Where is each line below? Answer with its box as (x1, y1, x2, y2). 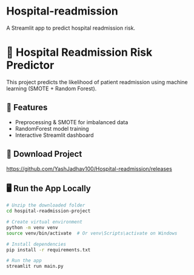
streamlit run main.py (6, 263, 64, 270)
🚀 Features (6, 102, 48, 113)
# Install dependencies (6, 241, 67, 247)
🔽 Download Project (6, 149, 82, 159)
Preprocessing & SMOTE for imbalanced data (15, 118, 129, 125)
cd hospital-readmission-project (6, 208, 91, 214)
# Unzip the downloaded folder (6, 202, 85, 208)
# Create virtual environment (6, 219, 83, 225)
